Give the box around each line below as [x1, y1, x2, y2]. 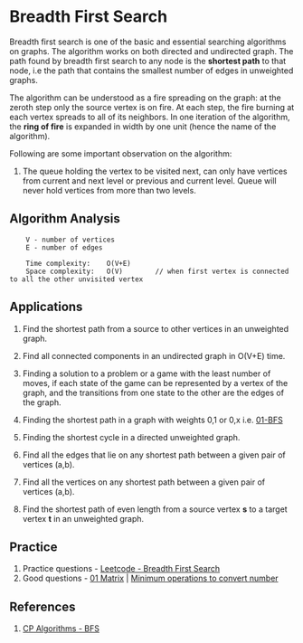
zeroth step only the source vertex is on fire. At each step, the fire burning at [9, 101, 295, 112]
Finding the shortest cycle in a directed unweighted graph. [22, 431, 241, 442]
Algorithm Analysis [9, 211, 120, 227]
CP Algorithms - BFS [22, 623, 99, 634]
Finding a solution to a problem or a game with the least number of [22, 368, 271, 379]
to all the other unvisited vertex [9, 274, 144, 284]
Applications [9, 299, 83, 315]
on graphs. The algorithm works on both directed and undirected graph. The [9, 45, 294, 56]
